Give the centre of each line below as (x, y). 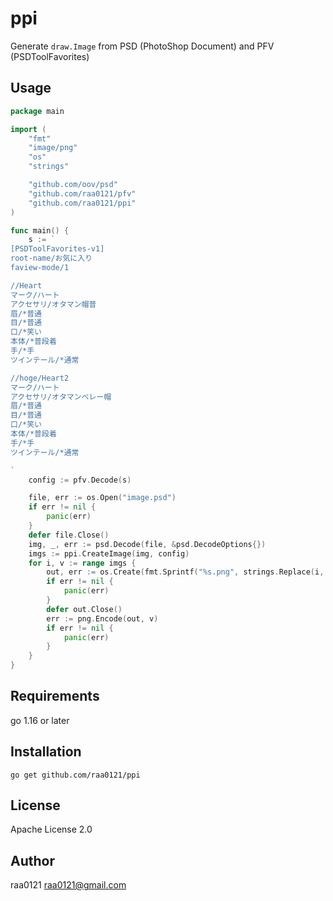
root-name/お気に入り (51, 258)
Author (32, 860)
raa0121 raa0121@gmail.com (68, 885)
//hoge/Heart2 (40, 378)
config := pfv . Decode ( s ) (80, 480)
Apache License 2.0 (51, 829)
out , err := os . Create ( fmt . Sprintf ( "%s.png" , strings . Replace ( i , (185, 572)
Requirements (55, 696)
